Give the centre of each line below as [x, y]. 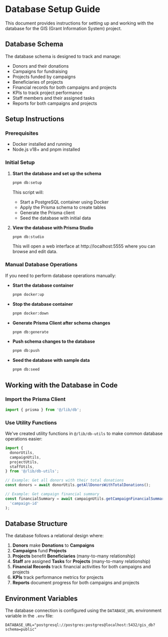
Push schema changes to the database [53, 341]
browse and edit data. [35, 252]
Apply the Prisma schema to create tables [63, 207]
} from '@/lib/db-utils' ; [32, 471]
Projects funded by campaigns [44, 77]
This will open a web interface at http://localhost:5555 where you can [84, 246]
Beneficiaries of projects [38, 82]
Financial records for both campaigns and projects [64, 87]
